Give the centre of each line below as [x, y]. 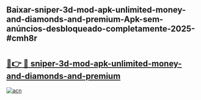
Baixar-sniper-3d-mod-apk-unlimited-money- [96, 10]
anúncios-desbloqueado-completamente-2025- [101, 29]
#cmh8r [22, 38]
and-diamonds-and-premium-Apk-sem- [85, 20]
